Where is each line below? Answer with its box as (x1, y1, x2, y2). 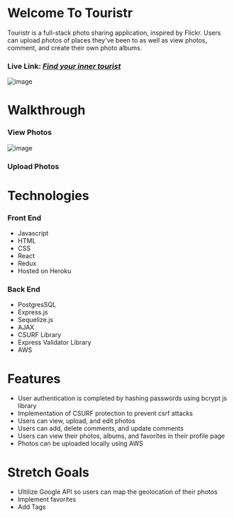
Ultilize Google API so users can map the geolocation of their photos (17, 487, 218, 496)
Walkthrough (7, 102, 86, 119)
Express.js (17, 308, 48, 316)
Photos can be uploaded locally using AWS (17, 439, 144, 448)
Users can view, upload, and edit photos (17, 417, 136, 425)
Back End (7, 285, 40, 294)
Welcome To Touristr (7, 5, 133, 21)
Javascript (17, 229, 49, 238)
